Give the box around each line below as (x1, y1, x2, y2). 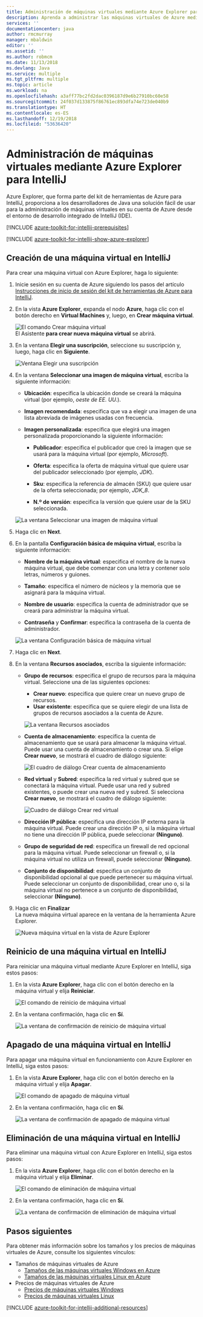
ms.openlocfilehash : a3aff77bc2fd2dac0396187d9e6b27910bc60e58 (6, 93, 169, 99)
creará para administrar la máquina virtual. (24, 607, 130, 614)
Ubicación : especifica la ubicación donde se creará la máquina (24, 389, 182, 396)
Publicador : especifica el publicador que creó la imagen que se (33, 443, 192, 451)
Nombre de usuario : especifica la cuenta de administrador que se (24, 601, 189, 608)
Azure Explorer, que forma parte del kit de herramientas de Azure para (6, 193, 182, 200)
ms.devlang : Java (6, 65, 50, 71)
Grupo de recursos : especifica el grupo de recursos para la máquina (24, 672, 196, 679)
